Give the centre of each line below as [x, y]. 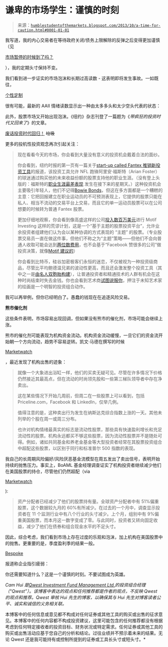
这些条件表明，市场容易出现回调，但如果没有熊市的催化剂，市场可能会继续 [82, 318]
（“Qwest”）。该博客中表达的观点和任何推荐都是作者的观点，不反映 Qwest [81, 591]
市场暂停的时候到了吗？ [29, 57]
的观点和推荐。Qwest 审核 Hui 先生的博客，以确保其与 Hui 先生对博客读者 [81, 597]
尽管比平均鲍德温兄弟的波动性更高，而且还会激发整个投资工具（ [92, 268]
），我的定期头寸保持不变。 [32, 68]
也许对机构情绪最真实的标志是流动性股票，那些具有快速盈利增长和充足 [90, 429]
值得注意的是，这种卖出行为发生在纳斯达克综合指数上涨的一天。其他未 [90, 412]
